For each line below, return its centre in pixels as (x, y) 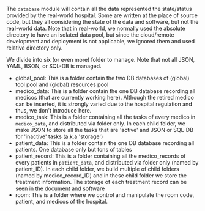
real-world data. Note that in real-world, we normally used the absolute (96, 28)
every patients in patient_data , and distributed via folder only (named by (107, 162)
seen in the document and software (60, 188)
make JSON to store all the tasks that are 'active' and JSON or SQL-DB (104, 130)
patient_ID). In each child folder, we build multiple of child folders (97, 169)
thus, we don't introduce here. (53, 110)
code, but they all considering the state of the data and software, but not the (102, 22)
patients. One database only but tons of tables (73, 150)
